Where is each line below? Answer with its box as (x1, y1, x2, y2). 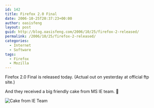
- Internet (9, 43, 31, 48)
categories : (5, 39, 29, 43)
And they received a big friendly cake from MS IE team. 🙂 (5, 89, 119, 94)
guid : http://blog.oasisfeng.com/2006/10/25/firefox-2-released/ (5, 29, 139, 34)
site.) (5, 79, 15, 85)
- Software (9, 47, 31, 52)
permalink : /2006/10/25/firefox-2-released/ (5, 34, 96, 39)
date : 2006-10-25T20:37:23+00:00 (5, 16, 72, 21)
